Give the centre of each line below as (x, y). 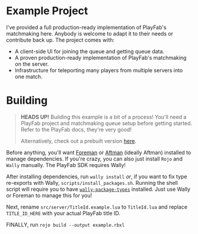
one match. (28, 76)
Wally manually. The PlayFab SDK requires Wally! (66, 165)
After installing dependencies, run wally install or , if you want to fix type (97, 177)
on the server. (32, 64)
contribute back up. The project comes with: (60, 40)
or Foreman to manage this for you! (49, 195)
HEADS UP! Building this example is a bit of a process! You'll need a (103, 117)
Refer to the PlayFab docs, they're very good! (76, 129)
